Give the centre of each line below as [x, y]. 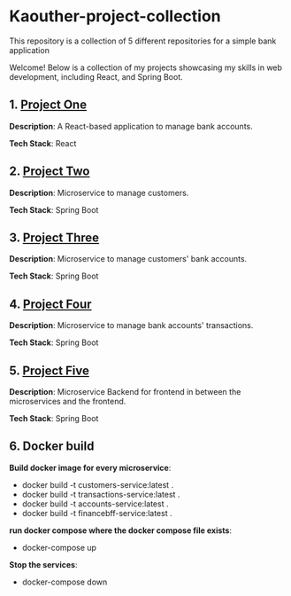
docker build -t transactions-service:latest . [101, 494]
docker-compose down [65, 582]
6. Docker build [52, 447]
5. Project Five [50, 370]
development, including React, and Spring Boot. [96, 76]
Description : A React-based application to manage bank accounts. [131, 126]
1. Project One [48, 105]
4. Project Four [50, 304]
